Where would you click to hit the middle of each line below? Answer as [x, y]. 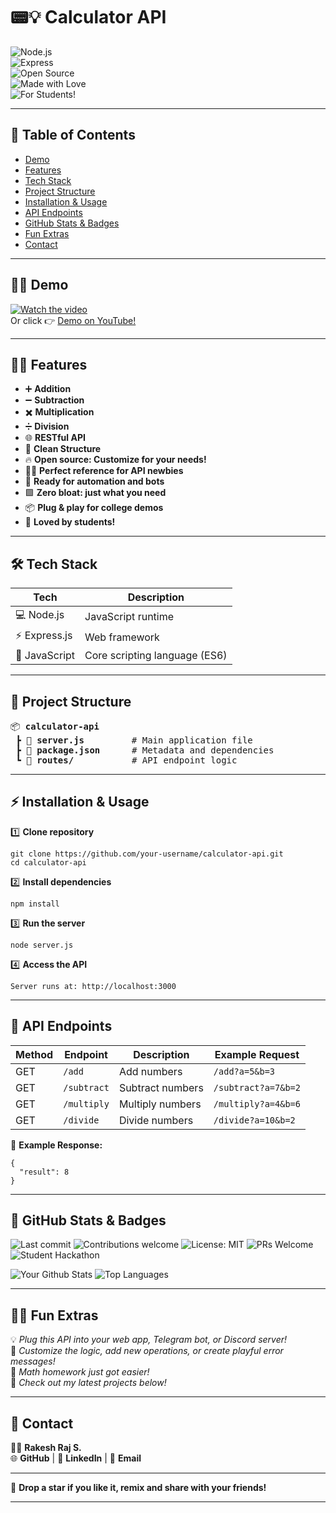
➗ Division [47, 426]
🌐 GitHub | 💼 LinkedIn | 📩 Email [76, 1458]
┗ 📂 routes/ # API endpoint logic [126, 760]
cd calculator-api [48, 862]
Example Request [257, 1054]
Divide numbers [156, 1120]
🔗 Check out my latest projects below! [88, 1383]
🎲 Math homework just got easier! [80, 1372]
